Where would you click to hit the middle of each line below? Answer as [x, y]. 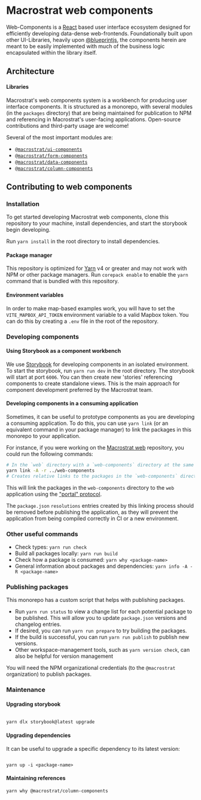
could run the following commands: [50, 454]
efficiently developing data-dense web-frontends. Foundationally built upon [99, 33]
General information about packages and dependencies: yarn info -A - [104, 566]
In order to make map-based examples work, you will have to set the [91, 308]
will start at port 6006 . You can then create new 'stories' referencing [89, 377]
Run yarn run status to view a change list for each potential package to [103, 612]
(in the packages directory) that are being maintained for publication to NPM [99, 113]
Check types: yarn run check [51, 547]
